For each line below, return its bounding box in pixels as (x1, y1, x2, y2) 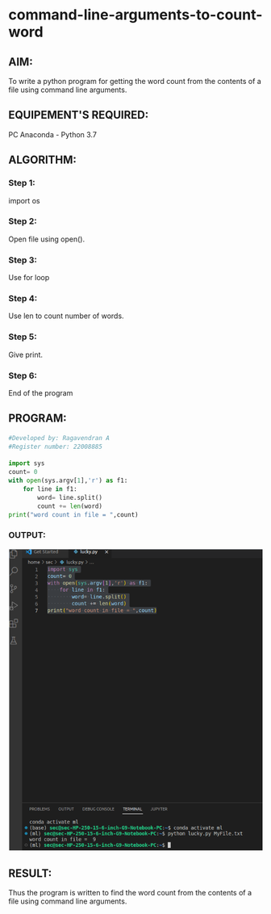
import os (8, 195, 40, 205)
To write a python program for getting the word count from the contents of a (8, 77, 262, 86)
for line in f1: (23, 485, 78, 493)
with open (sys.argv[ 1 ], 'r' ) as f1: (8, 476, 128, 485)
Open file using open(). (8, 234, 85, 244)
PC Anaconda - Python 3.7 (8, 129, 97, 139)
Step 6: (8, 370, 38, 381)
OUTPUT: (8, 530, 46, 541)
